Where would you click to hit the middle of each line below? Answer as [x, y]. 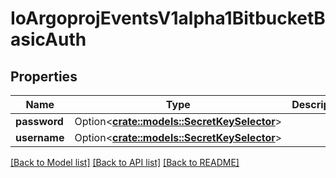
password [39, 121]
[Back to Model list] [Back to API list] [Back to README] [125, 162]
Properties [44, 76]
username [40, 137]
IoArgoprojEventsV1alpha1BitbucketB [168, 18]
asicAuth [48, 39]
